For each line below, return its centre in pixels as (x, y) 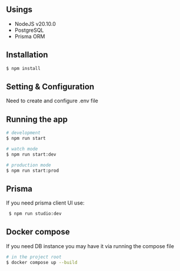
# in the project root (34, 257)
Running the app (37, 119)
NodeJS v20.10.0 (35, 24)
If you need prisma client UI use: (45, 203)
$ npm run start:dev (31, 154)
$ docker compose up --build (42, 262)
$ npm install (24, 68)
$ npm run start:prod (33, 170)
